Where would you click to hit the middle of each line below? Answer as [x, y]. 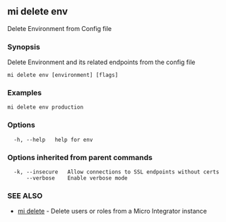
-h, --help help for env [53, 140]
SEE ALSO [25, 195]
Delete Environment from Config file [59, 28]
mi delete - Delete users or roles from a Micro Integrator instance [112, 211]
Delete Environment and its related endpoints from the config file [101, 62]
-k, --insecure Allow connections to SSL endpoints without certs [117, 172]
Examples [25, 93]
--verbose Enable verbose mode [77, 178]
